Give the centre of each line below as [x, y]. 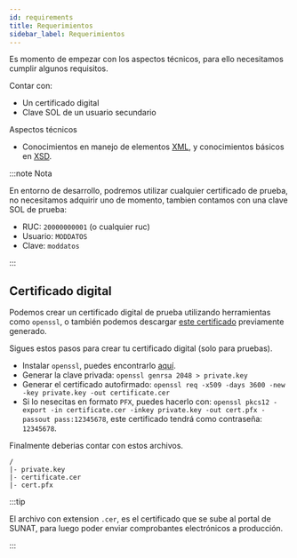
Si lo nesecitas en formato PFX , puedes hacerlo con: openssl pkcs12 [145, 402]
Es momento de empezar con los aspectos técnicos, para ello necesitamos [147, 60]
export [34, 411]
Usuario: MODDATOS [55, 236]
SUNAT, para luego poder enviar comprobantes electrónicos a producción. [146, 529]
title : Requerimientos [51, 26]
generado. [28, 331]
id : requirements [41, 17]
